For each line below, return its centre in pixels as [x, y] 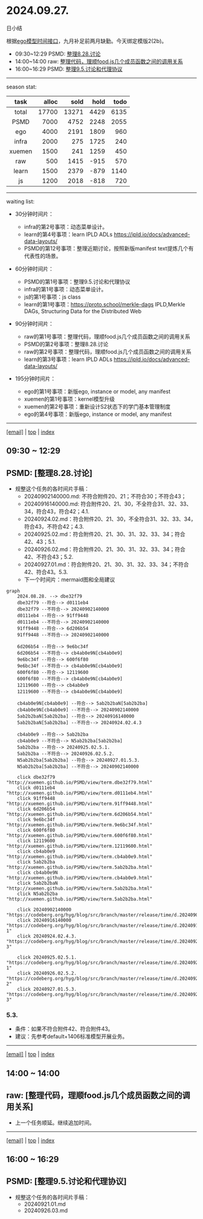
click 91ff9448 [36, 799]
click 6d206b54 [36, 809]
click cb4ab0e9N [38, 873]
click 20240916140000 [44, 920]
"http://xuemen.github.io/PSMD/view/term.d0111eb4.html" [79, 793]
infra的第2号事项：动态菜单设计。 [66, 226]
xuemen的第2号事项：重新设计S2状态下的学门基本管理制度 [97, 406]
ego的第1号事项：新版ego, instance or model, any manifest [97, 391]
